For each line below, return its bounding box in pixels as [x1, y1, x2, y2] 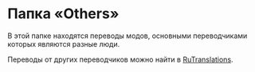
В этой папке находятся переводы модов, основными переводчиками [7, 31, 248, 40]
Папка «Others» [7, 5, 120, 23]
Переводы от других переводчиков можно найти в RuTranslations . [7, 55, 233, 64]
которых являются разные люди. [7, 39, 120, 48]
